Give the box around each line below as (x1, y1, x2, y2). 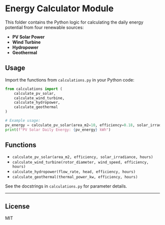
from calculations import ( (5, 86, 63, 91)
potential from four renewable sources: (5, 24, 84, 30)
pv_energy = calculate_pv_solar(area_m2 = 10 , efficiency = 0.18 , (5, 122, 135, 128)
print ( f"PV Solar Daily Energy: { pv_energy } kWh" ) (5, 127, 111, 132)
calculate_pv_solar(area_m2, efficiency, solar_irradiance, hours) (12, 155, 153, 160)
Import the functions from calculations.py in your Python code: (5, 77, 135, 83)
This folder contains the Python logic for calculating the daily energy (5, 19, 144, 25)
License (5, 202, 30, 210)
